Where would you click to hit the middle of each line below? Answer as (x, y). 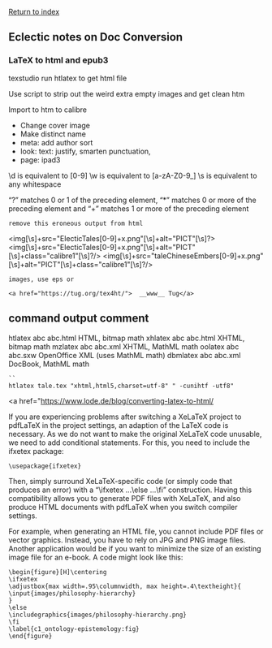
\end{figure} (30, 636)
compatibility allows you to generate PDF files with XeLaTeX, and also (125, 498)
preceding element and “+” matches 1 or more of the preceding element (129, 208)
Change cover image (55, 125)
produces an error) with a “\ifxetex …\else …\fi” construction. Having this (130, 490)
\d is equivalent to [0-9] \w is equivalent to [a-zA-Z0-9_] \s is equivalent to (133, 175)
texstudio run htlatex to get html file (68, 78)
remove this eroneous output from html (76, 223)
